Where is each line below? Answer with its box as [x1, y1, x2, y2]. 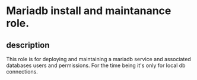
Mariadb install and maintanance [6, 4, 171, 18]
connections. [6, 68, 39, 75]
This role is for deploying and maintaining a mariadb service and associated [6, 56, 191, 62]
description [6, 40, 50, 50]
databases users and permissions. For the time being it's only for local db [6, 62, 186, 69]
